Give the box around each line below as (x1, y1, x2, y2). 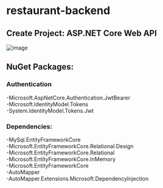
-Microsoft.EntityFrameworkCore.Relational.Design (6, 142, 134, 150)
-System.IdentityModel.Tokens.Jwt (6, 107, 94, 114)
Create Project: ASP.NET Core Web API (6, 28, 157, 38)
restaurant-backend (6, 4, 111, 18)
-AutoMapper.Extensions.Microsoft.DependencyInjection (6, 175, 149, 182)
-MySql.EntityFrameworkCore (6, 136, 81, 143)
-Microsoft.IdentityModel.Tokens (6, 100, 88, 107)
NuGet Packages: (6, 62, 74, 72)
